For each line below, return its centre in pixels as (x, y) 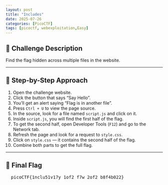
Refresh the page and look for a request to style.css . (68, 134)
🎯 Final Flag (24, 165)
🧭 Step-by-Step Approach (47, 81)
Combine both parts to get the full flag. (53, 145)
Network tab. (26, 129)
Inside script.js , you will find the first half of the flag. (68, 119)
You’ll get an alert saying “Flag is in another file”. (63, 103)
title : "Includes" (25, 14)
